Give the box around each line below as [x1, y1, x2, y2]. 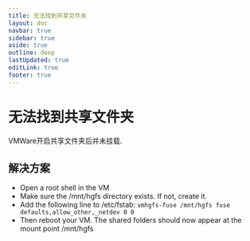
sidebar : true [8, 34, 56, 42]
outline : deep [8, 49, 56, 57]
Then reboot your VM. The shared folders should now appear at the [19, 215, 242, 225]
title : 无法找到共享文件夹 [8, 11, 88, 20]
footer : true [8, 71, 52, 79]
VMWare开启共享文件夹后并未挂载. [8, 136, 123, 145]
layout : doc [8, 19, 48, 27]
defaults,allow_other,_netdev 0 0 [19, 208, 135, 216]
